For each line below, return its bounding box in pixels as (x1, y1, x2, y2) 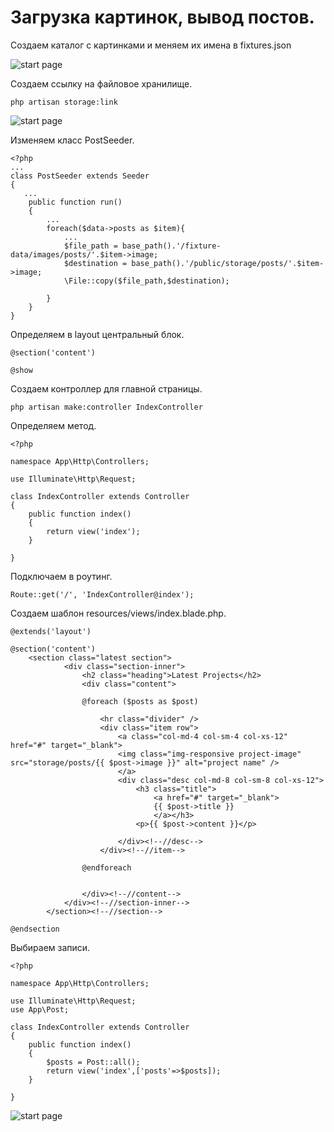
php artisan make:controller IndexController (10, 402, 203, 412)
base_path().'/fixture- (121, 241, 222, 251)
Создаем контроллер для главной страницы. (10, 382, 203, 395)
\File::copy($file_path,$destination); (63, 276, 230, 286)
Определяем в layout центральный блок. (10, 328, 185, 340)
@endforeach (81, 862, 132, 873)
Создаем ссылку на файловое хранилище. (10, 77, 193, 90)
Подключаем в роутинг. (10, 570, 113, 582)
